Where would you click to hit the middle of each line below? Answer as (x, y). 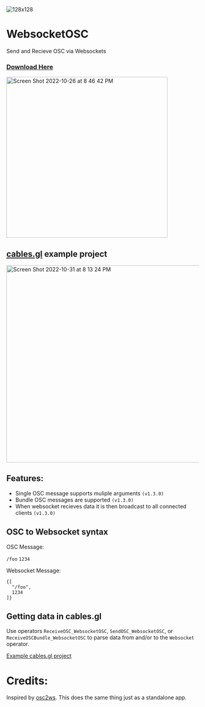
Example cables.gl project (39, 656)
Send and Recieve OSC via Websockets (56, 51)
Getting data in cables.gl (54, 617)
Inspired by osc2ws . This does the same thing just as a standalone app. (96, 698)
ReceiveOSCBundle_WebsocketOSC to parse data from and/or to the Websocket (100, 638)
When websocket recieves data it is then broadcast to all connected (101, 506)
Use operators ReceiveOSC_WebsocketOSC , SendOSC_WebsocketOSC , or (90, 631)
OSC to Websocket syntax (57, 532)
